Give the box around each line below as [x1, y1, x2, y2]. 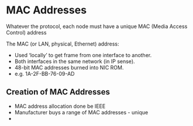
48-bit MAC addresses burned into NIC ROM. [14, 64, 124, 71]
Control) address [6, 29, 47, 36]
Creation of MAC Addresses [6, 87, 110, 97]
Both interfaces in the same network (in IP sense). [14, 58, 136, 65]
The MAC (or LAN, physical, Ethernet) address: [6, 40, 119, 47]
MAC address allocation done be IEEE [14, 103, 106, 110]
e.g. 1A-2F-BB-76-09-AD [14, 70, 75, 77]
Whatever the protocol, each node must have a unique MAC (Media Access [6, 23, 188, 30]
